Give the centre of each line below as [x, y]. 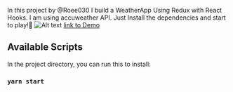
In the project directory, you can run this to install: [79, 64]
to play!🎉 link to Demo [54, 25]
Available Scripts [45, 47]
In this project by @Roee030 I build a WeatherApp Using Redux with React [115, 10]
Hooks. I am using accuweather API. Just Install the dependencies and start [116, 18]
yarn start [26, 81]
